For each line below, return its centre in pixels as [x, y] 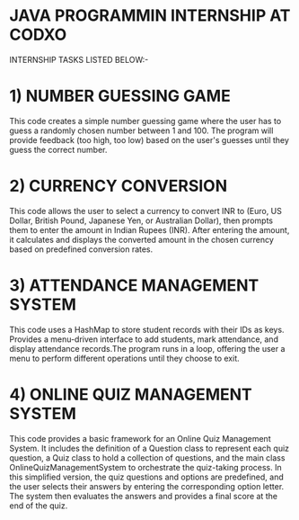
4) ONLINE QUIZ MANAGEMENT [131, 394]
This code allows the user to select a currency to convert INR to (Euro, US [146, 211]
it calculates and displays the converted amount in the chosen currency [141, 239]
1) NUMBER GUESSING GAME [120, 96]
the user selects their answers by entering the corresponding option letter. [147, 486]
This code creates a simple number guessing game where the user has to [145, 121]
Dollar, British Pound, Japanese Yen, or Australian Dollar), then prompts [141, 220]
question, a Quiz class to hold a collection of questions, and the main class [147, 457]
